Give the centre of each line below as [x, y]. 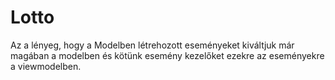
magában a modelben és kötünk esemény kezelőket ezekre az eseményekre [167, 55]
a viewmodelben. [46, 66]
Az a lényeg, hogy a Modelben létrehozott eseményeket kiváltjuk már [152, 45]
